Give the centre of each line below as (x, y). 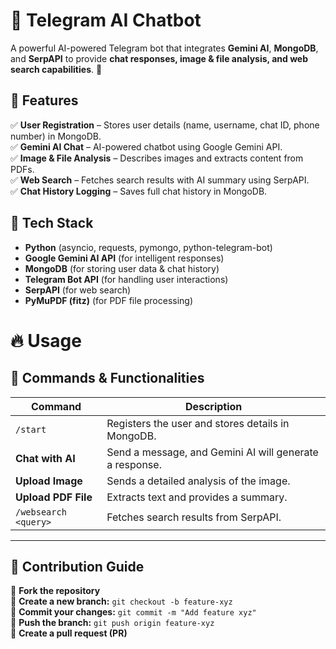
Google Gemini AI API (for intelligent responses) (124, 258)
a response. (134, 464)
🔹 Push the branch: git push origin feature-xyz (112, 623)
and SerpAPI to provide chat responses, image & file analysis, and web (159, 58)
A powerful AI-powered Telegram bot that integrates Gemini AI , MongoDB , (164, 48)
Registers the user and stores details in (198, 423)
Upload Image (49, 481)
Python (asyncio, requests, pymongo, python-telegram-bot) (148, 247)
